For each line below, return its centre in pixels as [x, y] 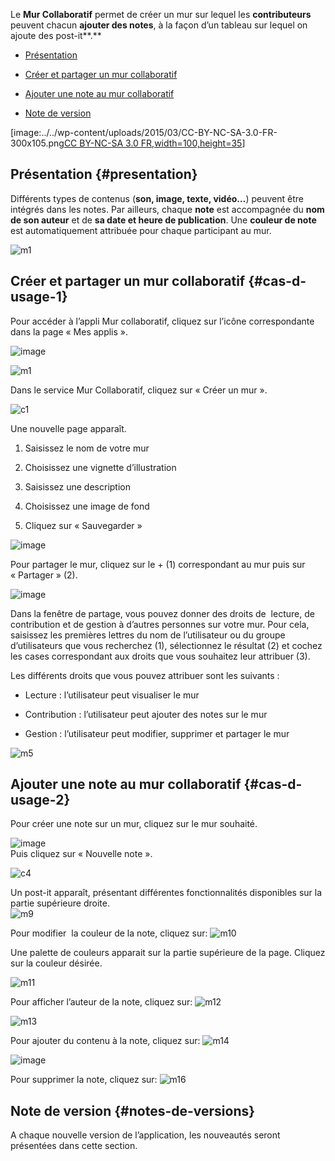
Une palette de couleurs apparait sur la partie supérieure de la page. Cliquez [168, 953]
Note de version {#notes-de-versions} [133, 1110]
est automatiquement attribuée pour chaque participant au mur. [141, 230]
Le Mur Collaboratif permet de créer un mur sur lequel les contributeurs [161, 14]
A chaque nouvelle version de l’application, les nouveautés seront [145, 1135]
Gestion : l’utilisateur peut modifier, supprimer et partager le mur [157, 733]
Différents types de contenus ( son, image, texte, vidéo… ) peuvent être [157, 198]
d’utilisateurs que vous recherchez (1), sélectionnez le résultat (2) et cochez [166, 645]
